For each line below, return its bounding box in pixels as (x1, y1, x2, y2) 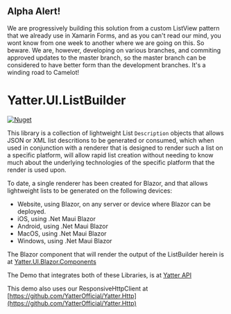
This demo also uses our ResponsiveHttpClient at (7, 284, 148, 293)
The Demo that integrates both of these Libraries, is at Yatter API (7, 270, 192, 279)
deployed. (17, 207, 46, 216)
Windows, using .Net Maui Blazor (17, 236, 112, 245)
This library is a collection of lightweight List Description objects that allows (7, 128, 224, 137)
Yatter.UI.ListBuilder (7, 93, 126, 108)
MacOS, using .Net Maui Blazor (17, 229, 107, 238)
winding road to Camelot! (7, 68, 80, 76)
